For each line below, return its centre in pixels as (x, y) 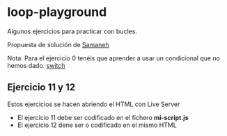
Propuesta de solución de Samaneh (58, 44)
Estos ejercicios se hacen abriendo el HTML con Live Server (94, 104)
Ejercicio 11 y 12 (41, 87)
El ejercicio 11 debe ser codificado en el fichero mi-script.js (103, 117)
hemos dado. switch (36, 65)
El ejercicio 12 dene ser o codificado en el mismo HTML (97, 125)
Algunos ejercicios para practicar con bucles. (72, 31)
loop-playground (57, 12)
